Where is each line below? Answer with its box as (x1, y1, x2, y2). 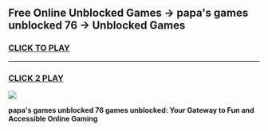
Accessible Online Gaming (8, 114, 98, 123)
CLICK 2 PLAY (8, 72, 64, 83)
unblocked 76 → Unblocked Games (8, 19, 186, 33)
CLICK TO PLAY (8, 43, 70, 54)
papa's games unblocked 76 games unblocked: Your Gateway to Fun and (8, 105, 254, 114)
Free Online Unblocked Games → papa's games (8, 6, 249, 20)
